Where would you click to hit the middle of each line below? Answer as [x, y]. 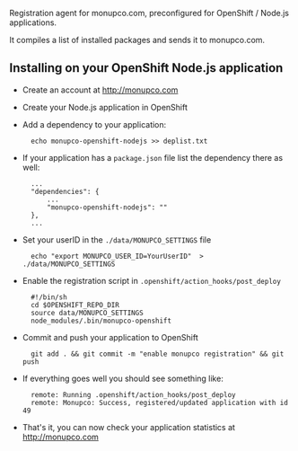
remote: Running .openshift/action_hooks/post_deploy [133, 394]
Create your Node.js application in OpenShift [105, 107]
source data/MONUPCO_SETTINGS [87, 313]
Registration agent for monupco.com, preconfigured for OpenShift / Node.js [149, 13]
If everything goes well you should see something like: [123, 378]
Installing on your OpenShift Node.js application [146, 68]
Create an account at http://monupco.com [100, 90]
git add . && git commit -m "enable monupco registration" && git [158, 354]
